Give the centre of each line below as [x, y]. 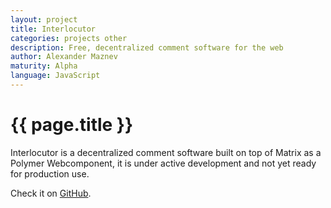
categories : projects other [69, 38]
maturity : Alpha [44, 66]
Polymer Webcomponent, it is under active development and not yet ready [163, 163]
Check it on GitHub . [51, 193]
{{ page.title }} [72, 125]
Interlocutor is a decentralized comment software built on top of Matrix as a [166, 152]
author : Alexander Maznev [64, 57]
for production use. [50, 173]
